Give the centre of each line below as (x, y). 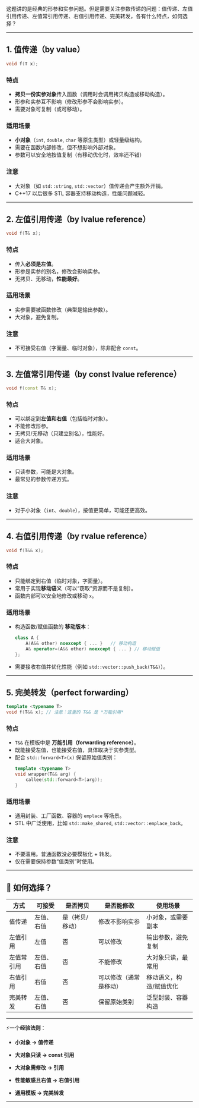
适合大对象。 (30, 441)
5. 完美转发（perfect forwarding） (70, 692)
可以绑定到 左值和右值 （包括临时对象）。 (63, 418)
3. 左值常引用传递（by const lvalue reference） (94, 374)
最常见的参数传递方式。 (43, 479)
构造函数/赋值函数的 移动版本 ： (53, 627)
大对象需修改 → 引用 (39, 1068)
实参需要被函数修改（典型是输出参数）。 (63, 309)
